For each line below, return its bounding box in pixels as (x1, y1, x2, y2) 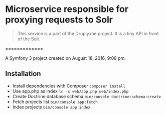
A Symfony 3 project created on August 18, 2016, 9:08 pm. (5, 55, 126, 61)
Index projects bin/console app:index (12, 104, 91, 110)
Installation (5, 70, 41, 78)
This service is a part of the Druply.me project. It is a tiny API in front (17, 30, 159, 36)
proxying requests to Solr (5, 14, 113, 25)
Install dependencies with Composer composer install (12, 83, 125, 89)
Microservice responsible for (5, 3, 129, 15)
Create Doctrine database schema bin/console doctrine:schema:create (12, 93, 161, 99)
